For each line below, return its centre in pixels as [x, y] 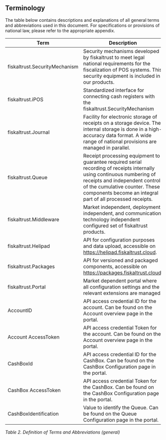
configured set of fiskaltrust [115, 226]
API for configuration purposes [119, 240]
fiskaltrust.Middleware [33, 219]
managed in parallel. [107, 147]
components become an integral [121, 193]
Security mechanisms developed [121, 51]
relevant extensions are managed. [123, 293]
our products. [99, 82]
